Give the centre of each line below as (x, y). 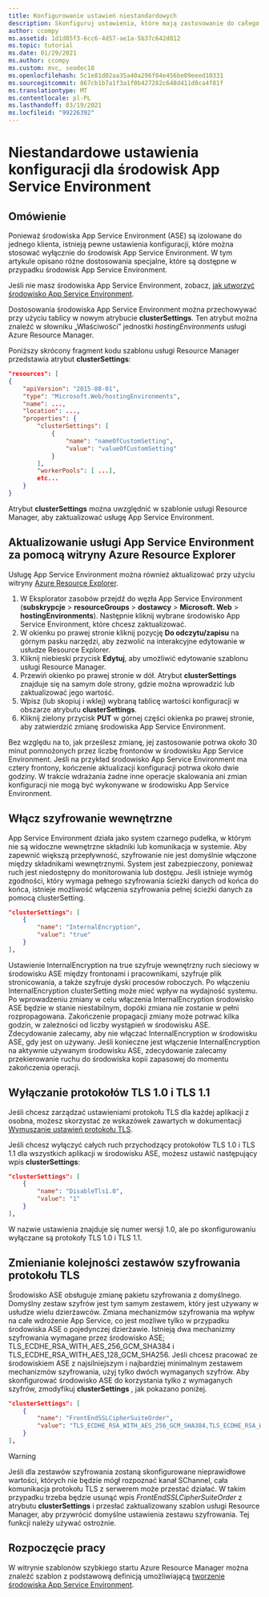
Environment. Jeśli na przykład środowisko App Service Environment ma (128, 759)
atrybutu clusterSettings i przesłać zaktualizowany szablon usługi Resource (134, 1505)
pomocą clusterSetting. (47, 897)
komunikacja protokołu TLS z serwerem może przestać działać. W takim (127, 1489)
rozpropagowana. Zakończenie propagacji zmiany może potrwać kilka (124, 1016)
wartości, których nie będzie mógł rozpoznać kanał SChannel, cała (118, 1480)
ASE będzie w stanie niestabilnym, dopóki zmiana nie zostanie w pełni (124, 1007)
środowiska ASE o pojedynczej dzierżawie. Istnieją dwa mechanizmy (122, 1329)
